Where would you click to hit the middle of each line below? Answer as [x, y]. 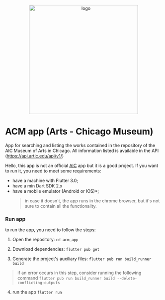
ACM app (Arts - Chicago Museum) [79, 132]
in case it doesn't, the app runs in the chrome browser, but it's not [92, 201]
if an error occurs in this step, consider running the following [79, 273]
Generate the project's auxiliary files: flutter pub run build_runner [82, 259]
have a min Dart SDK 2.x [37, 186]
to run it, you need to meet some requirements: [53, 171]
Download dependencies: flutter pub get [56, 249]
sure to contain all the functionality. [61, 206]
